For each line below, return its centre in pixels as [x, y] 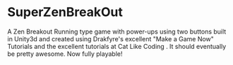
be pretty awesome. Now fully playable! [65, 54]
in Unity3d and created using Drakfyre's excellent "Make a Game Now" [110, 38]
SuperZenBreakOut [65, 12]
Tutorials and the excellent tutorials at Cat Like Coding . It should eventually [117, 46]
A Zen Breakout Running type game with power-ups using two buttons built [117, 31]
